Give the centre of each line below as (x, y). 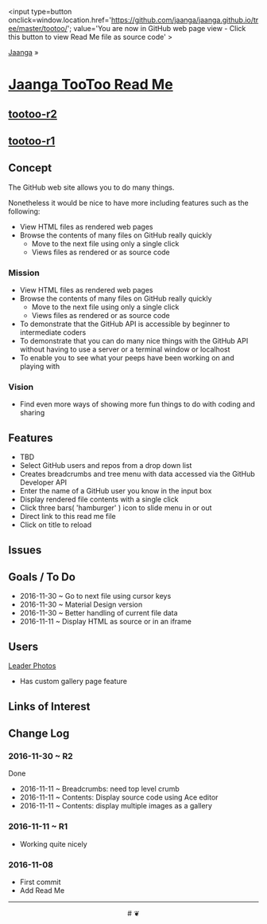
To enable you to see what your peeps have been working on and (127, 358)
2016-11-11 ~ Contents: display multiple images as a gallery (116, 806)
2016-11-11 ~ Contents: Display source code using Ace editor (119, 797)
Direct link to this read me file (68, 517)
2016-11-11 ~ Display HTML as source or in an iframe (106, 622)
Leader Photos (32, 666)
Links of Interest (49, 706)
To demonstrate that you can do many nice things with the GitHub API (134, 341)
